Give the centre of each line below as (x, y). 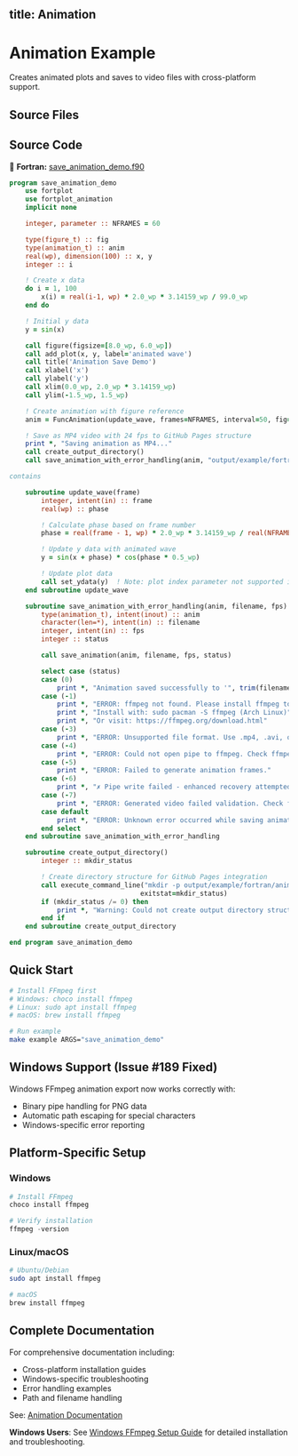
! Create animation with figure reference (105, 411)
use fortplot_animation (69, 199)
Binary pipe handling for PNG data (85, 1106)
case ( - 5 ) (59, 762)
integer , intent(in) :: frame (97, 500)
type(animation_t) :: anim (75, 248)
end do (37, 306)
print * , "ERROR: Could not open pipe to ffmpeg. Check (162, 754)
